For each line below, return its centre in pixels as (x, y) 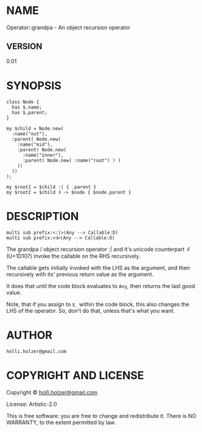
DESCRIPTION (43, 216)
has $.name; (27, 107)
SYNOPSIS (34, 85)
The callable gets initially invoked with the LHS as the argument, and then (98, 267)
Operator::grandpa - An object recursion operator (68, 27)
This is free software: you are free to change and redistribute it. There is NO (101, 416)
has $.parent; (30, 112)
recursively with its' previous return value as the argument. (80, 274)
